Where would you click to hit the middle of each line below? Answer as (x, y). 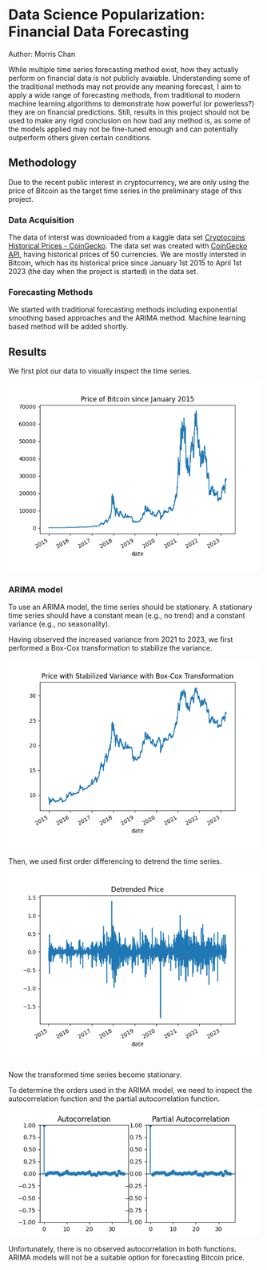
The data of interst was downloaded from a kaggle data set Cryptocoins (127, 237)
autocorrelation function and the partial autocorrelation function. (114, 1099)
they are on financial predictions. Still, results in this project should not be (129, 112)
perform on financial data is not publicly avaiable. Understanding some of (129, 78)
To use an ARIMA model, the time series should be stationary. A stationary (131, 607)
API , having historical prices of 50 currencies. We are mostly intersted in (127, 255)
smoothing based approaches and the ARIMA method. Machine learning (127, 318)
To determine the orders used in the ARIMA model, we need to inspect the (130, 1091)
